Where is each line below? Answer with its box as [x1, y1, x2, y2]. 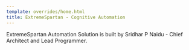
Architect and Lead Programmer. [6, 37, 88, 44]
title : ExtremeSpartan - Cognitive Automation [6, 14, 126, 20]
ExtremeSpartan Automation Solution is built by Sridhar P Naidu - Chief [6, 30, 183, 37]
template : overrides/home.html [6, 8, 85, 15]
